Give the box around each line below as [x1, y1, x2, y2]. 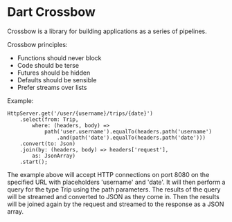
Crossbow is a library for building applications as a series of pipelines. [7, 27, 208, 35]
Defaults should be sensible [17, 75, 97, 84]
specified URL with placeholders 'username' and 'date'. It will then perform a [7, 178, 226, 186]
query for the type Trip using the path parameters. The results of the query [7, 185, 221, 194]
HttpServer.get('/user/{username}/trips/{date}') [7, 110, 154, 117]
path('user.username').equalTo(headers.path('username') [44, 128, 213, 135]
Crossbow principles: [7, 40, 68, 48]
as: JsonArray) [32, 152, 76, 159]
